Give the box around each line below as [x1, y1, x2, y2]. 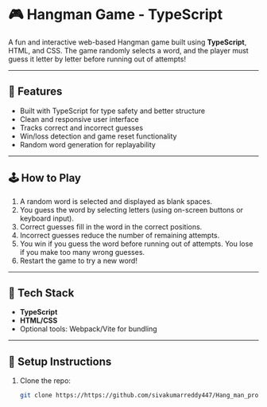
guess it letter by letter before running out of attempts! [8, 54, 187, 64]
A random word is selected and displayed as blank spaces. [19, 196, 213, 206]
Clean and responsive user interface [19, 114, 139, 123]
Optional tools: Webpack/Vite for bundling [19, 324, 157, 334]
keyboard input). [19, 213, 74, 223]
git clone [19, 391, 53, 400]
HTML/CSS [19, 315, 58, 326]
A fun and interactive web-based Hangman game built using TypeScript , [8, 37, 247, 47]
